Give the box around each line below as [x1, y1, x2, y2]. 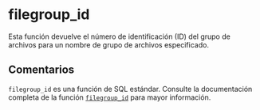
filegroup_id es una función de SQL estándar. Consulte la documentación [8, 84, 253, 93]
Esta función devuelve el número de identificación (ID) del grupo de [8, 32, 231, 41]
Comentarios [8, 63, 75, 77]
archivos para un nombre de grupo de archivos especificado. [8, 40, 210, 49]
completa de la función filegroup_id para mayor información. [8, 93, 211, 102]
